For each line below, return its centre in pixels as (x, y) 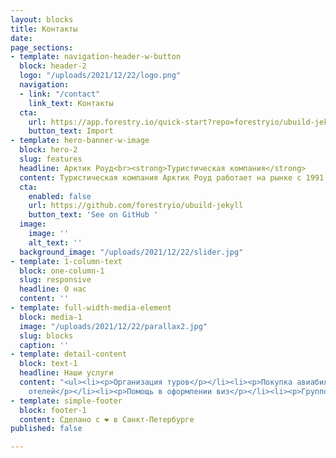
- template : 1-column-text (66, 261)
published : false (46, 429)
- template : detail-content (69, 354)
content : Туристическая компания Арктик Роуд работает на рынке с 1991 (172, 177)
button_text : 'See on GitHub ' (93, 215)
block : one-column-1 (62, 271)
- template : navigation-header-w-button (96, 57)
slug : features (51, 159)
